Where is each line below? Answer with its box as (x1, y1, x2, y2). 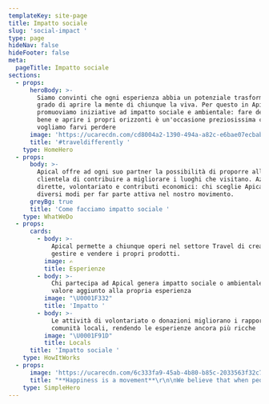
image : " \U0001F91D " (43, 331, 113, 340)
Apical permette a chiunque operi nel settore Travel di (50, 242, 246, 250)
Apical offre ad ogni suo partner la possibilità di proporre (37, 168, 249, 176)
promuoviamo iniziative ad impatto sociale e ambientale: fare (37, 109, 252, 117)
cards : (29, 227, 52, 236)
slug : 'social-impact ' (8, 26, 88, 34)
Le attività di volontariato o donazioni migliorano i (50, 317, 239, 325)
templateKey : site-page (8, 11, 88, 20)
